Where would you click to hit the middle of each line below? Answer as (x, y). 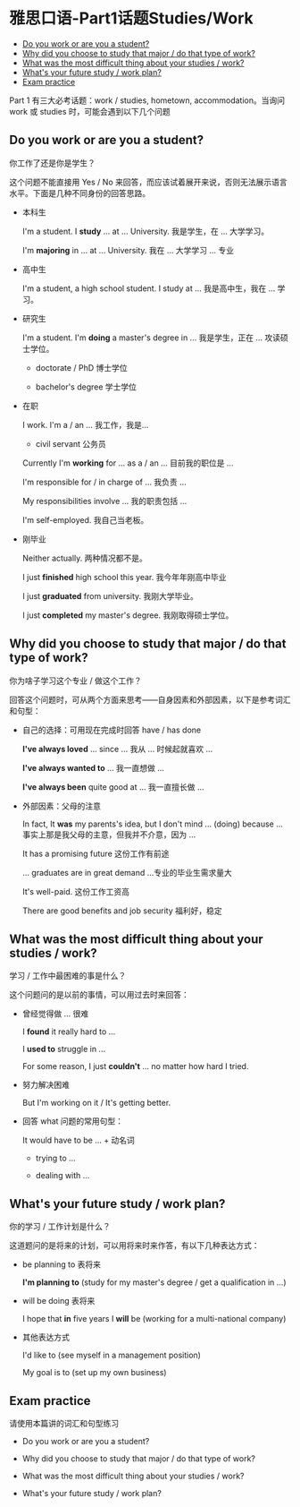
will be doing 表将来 (58, 1301)
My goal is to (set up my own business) (94, 1373)
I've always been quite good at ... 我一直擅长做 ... (113, 787)
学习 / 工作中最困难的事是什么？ (68, 976)
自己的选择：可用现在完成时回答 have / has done (112, 730)
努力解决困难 (46, 1085)
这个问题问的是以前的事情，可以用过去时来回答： (99, 995)
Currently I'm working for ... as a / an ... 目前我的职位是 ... (128, 463)
